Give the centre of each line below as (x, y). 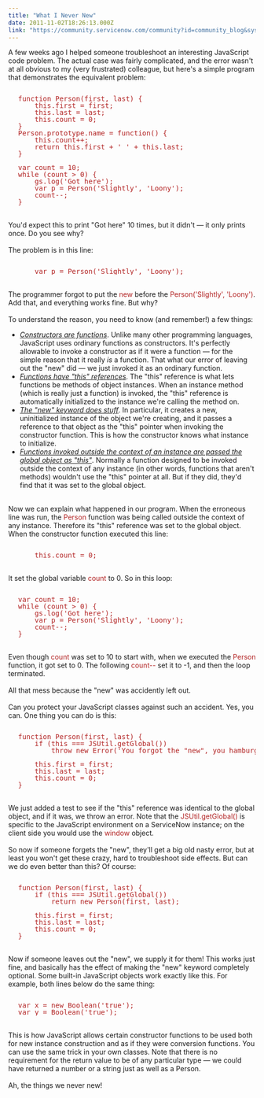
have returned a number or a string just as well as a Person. (104, 1069)
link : (17, 30)
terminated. (27, 674)
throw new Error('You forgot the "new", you (138, 751)
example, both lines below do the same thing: (82, 984)
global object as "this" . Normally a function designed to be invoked (128, 460)
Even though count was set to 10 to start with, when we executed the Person (132, 657)
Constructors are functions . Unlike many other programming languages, (136, 335)
